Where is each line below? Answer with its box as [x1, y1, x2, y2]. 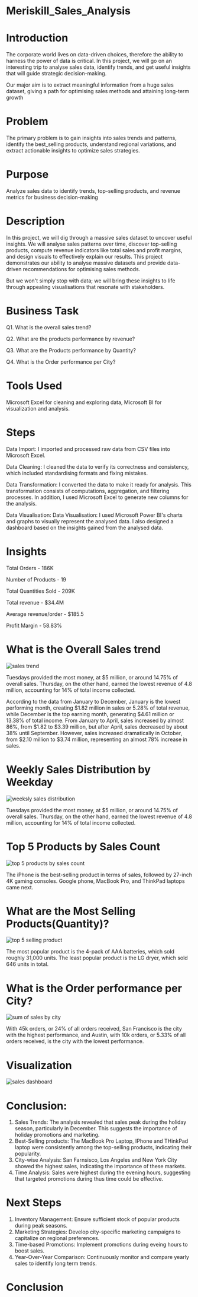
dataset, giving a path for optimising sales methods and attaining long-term [6, 88, 190, 95]
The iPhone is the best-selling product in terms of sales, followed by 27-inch [6, 871, 193, 878]
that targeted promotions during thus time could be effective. [14, 1175, 164, 1182]
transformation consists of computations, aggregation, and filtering [6, 487, 170, 494]
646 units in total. [6, 961, 49, 968]
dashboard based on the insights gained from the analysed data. [6, 524, 164, 531]
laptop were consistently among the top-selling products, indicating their [14, 1144, 192, 1151]
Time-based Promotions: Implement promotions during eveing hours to [14, 1241, 188, 1248]
